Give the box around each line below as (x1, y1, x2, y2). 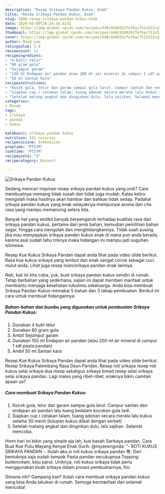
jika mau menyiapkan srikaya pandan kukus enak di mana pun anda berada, (5, 232, 159, 238)
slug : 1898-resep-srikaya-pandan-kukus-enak (5, 16, 98, 21)
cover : (5, 35, 19, 40)
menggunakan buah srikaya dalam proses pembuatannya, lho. (5, 464, 131, 470)
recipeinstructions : (5, 80, 48, 85)
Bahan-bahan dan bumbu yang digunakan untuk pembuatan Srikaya (5, 304, 150, 310)
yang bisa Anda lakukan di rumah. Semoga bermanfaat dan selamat (5, 479, 142, 485)
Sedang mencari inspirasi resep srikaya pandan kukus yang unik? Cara (5, 185, 149, 191)
